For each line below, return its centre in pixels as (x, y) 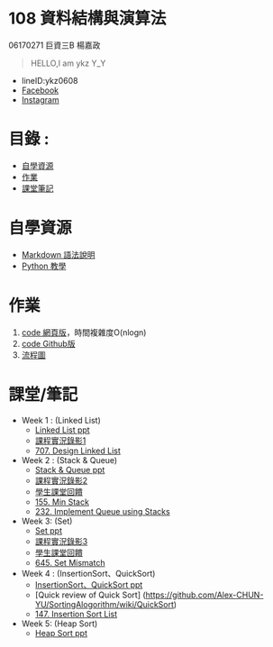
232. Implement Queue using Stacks (102, 511)
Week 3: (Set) (47, 521)
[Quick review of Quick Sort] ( (90, 595)
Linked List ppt (63, 430)
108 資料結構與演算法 (87, 18)
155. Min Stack (62, 502)
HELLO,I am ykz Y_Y (68, 63)
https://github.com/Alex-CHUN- (205, 595)
